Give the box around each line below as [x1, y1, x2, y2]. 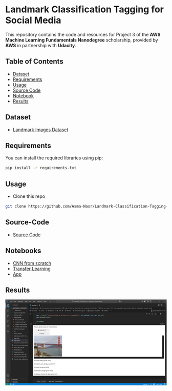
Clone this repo [12, 193, 45, 199]
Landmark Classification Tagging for [5, 4, 164, 15]
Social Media [5, 14, 61, 26]
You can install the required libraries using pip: [5, 155, 103, 161]
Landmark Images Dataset [12, 127, 69, 133]
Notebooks [5, 246, 41, 255]
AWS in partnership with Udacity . [5, 42, 77, 48]
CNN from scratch [12, 260, 52, 266]
